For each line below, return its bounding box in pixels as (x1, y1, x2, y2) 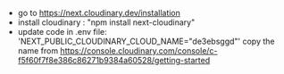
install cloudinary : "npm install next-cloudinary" (17, 17, 196, 28)
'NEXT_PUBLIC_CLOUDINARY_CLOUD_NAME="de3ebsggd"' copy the (17, 36, 275, 46)
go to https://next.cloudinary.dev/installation (17, 8, 181, 18)
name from (17, 45, 59, 56)
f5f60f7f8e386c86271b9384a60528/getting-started (17, 55, 211, 65)
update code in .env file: (17, 27, 107, 37)
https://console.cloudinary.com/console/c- (60, 45, 218, 56)
